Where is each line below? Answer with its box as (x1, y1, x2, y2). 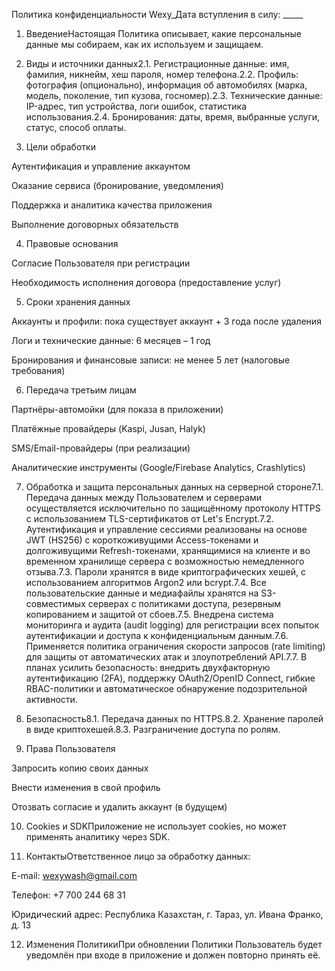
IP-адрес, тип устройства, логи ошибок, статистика (25, 100, 247, 112)
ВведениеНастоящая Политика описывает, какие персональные (25, 28, 302, 39)
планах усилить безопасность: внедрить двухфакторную (25, 662, 271, 673)
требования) (11, 365, 66, 376)
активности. (25, 694, 78, 705)
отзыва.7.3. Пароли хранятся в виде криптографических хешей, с (25, 566, 306, 578)
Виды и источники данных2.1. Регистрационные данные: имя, (25, 58, 290, 69)
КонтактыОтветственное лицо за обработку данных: (25, 850, 251, 862)
